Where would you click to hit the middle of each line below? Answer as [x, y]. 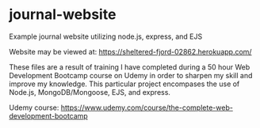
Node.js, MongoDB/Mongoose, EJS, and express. [90, 92]
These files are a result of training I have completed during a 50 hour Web [130, 67]
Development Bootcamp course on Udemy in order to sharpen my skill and [131, 75]
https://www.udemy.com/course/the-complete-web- [147, 107]
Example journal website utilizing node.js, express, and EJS [106, 36]
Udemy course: [34, 107]
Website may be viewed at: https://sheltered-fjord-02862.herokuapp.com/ [130, 51]
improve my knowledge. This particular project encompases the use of [124, 84]
